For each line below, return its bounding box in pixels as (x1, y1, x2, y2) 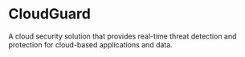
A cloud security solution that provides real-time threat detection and (8, 31, 237, 41)
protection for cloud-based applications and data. (8, 39, 173, 49)
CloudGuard (8, 5, 91, 23)
